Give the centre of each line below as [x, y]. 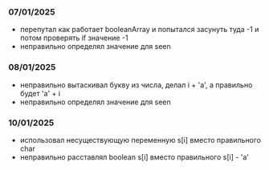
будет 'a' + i [40, 93]
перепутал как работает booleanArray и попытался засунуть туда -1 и [139, 30]
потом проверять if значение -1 [74, 38]
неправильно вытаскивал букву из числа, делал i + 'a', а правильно [136, 85]
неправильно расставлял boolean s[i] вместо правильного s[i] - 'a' [134, 157]
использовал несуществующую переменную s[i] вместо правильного [140, 140]
